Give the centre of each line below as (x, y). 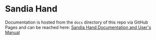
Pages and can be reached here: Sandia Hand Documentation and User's (78, 27)
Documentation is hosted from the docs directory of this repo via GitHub (77, 22)
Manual (13, 32)
